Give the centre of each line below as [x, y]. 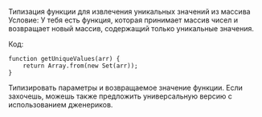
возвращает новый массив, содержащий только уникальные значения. [131, 28]
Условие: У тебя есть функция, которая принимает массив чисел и [123, 20]
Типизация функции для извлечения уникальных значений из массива [129, 12]
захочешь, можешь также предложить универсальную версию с [121, 96]
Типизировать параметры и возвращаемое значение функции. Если [126, 88]
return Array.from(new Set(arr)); [80, 66]
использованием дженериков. [61, 105]
